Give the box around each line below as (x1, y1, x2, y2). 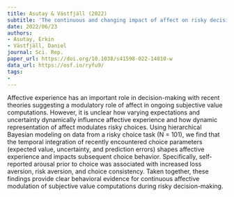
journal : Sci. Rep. (7, 49, 64, 56)
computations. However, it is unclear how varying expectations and (7, 108, 201, 117)
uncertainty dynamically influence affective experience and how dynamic (7, 116, 218, 124)
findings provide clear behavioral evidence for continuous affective (7, 175, 200, 183)
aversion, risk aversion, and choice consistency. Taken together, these (7, 167, 209, 175)
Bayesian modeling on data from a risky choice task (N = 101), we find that (7, 130, 220, 139)
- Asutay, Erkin (7, 36, 54, 43)
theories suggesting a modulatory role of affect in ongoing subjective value (7, 101, 223, 110)
